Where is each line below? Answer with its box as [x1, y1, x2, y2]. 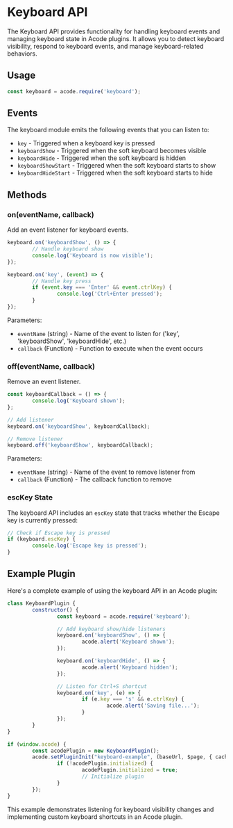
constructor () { [32, 606, 79, 613]
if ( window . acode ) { [7, 740, 67, 748]
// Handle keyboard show [32, 246, 104, 253]
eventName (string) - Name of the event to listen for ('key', [17, 329, 180, 337]
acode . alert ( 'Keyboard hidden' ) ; [81, 664, 178, 671]
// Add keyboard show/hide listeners [56, 626, 166, 632]
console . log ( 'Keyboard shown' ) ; [32, 397, 126, 404]
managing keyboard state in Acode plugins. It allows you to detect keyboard [7, 34, 225, 42]
